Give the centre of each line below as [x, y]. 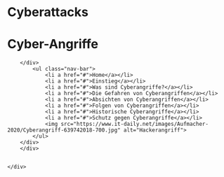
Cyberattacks [48, 12]
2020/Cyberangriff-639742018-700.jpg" [64, 130]
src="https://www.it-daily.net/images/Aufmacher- [135, 124]
